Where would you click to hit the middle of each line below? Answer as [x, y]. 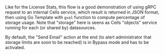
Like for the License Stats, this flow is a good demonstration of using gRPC [81, 7]
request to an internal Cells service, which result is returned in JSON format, [82, 12]
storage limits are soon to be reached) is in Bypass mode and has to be [77, 42]
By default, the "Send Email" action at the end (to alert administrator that [78, 37]
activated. [15, 47]
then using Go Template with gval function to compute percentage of [75, 17]
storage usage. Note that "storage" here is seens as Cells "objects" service [81, 22]
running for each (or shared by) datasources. [51, 28]
